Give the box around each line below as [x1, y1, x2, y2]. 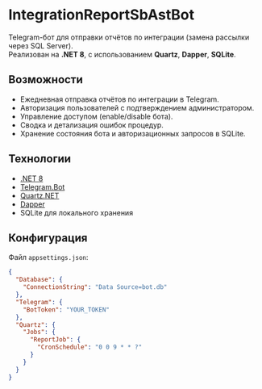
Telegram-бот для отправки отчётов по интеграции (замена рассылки [8, 32, 250, 42]
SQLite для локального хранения [19, 207, 134, 217]
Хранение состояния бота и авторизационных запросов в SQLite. [19, 128, 246, 138]
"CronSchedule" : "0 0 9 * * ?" [37, 343, 143, 352]
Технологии [8, 152, 71, 166]
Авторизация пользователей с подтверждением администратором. [19, 102, 255, 112]
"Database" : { [15, 276, 63, 284]
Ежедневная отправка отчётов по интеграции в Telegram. [19, 94, 219, 104]
